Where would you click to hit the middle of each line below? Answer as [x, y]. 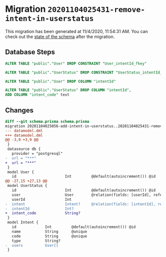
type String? [36, 241]
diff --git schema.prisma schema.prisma [47, 121]
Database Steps [30, 52]
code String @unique [49, 236]
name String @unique [49, 231]
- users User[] [32, 245]
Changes [19, 110]
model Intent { [23, 222]
